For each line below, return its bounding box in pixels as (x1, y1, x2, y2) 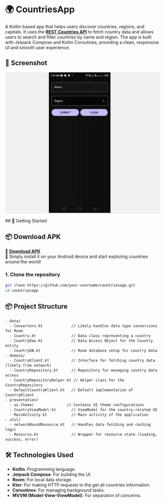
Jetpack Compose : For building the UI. (12, 471, 92, 477)
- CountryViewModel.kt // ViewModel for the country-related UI (9, 407, 158, 412)
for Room (5, 328, 23, 333)
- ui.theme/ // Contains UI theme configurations (9, 402, 144, 407)
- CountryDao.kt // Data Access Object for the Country (9, 338, 153, 343)
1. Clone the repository (5, 271, 61, 278)
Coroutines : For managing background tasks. (12, 487, 105, 493)
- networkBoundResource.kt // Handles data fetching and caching (9, 422, 151, 427)
